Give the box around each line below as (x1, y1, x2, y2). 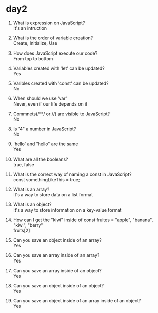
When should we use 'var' (13, 95, 67, 101)
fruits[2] (13, 227, 30, 233)
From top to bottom (13, 55, 53, 61)
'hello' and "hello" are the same (13, 141, 78, 147)
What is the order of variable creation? (13, 35, 93, 41)
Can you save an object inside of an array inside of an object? (13, 297, 141, 303)
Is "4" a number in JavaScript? (13, 126, 76, 132)
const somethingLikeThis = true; (13, 176, 80, 182)
